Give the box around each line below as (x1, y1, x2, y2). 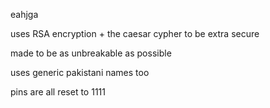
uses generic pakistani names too (10, 67, 150, 78)
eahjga (10, 9, 39, 20)
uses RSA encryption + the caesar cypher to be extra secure (10, 28, 260, 39)
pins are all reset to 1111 (10, 86, 106, 98)
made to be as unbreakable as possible (10, 47, 172, 59)
